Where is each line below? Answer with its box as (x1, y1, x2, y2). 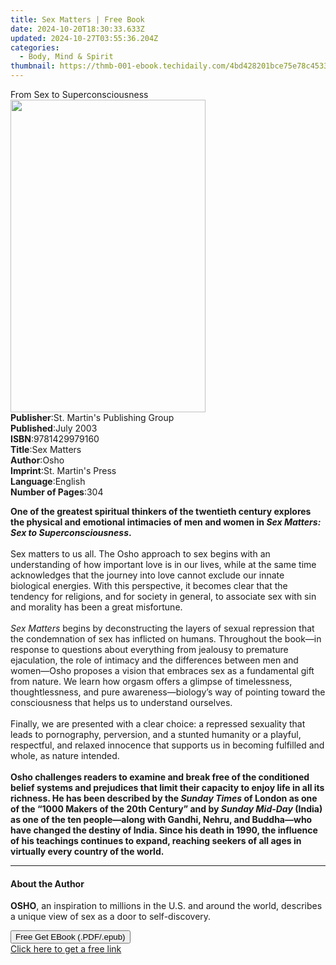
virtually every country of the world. (10, 846, 165, 857)
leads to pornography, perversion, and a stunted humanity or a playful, (10, 729, 302, 740)
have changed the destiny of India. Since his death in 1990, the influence (10, 824, 318, 836)
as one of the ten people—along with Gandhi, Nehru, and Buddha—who (10, 814, 313, 825)
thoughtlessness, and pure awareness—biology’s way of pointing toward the (10, 686, 326, 698)
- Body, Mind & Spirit (19, 52, 114, 62)
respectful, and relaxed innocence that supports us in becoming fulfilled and (10, 739, 325, 751)
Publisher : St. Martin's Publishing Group (10, 412, 175, 423)
